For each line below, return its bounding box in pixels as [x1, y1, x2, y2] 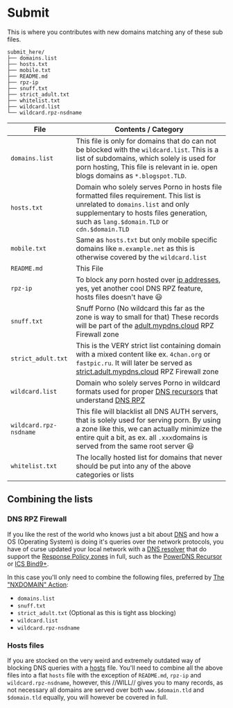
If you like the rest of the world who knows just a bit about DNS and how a [7, 530, 219, 538]
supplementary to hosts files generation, [76, 208, 208, 218]
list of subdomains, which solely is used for [76, 153, 216, 163]
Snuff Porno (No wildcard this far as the [76, 303, 205, 313]
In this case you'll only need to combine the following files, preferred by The [7, 573, 225, 581]
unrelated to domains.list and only [76, 199, 189, 209]
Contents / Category [114, 124, 184, 134]
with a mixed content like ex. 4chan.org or [76, 349, 211, 359]
